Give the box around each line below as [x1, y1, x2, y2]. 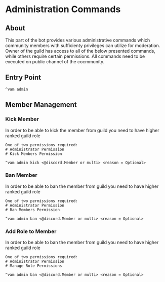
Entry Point [5, 73, 42, 82]
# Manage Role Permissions [5, 263, 62, 269]
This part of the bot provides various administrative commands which [5, 37, 150, 43]
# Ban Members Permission [5, 207, 60, 212]
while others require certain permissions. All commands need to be [5, 53, 145, 59]
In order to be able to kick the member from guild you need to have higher [5, 127, 159, 133]
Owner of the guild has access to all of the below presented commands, [5, 48, 155, 54]
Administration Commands [5, 4, 121, 15]
